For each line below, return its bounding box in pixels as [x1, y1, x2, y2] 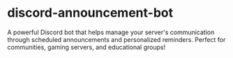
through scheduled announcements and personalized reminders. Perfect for [7, 35, 226, 43]
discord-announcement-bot [7, 5, 173, 21]
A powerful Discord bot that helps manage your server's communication [7, 28, 215, 36]
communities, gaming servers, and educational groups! [7, 43, 166, 51]
